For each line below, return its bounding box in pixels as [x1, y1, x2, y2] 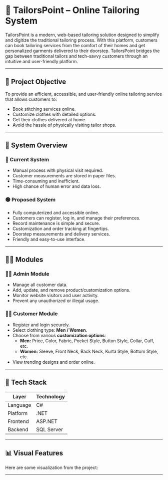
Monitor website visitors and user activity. [12, 293, 99, 299]
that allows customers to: [5, 96, 57, 102]
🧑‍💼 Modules [5, 256, 43, 264]
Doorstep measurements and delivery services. [12, 230, 110, 237]
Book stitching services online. [12, 106, 76, 112]
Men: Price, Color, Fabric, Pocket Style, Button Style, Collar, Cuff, [19, 338, 154, 344]
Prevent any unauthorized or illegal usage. [12, 298, 99, 304]
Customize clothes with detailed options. [12, 111, 96, 117]
